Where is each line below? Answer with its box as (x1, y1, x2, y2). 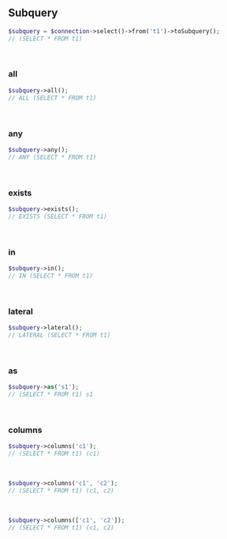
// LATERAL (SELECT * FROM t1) (8, 331, 111, 339)
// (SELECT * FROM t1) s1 (8, 390, 93, 398)
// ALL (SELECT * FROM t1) (8, 94, 97, 102)
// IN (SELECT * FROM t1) (8, 272, 93, 280)
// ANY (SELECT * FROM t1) (8, 153, 97, 161)
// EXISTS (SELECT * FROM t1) (8, 213, 108, 220)
